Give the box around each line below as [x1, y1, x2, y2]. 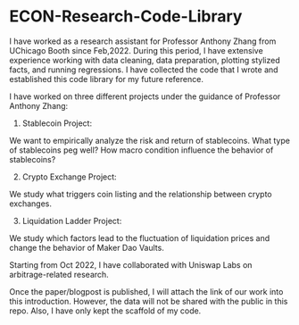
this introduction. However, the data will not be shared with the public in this [9, 296, 288, 306]
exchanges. [9, 198, 52, 209]
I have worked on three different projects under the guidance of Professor [9, 91, 281, 102]
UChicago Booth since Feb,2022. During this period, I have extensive [9, 45, 263, 55]
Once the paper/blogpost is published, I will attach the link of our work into [9, 286, 284, 296]
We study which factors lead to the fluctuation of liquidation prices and [9, 232, 270, 243]
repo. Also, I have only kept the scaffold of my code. [9, 305, 202, 316]
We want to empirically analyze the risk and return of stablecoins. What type [9, 135, 290, 146]
